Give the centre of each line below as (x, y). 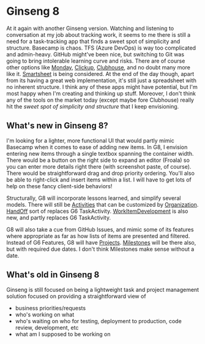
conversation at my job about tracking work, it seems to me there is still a (99, 34)
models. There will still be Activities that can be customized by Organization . (102, 204)
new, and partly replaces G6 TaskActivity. (59, 217)
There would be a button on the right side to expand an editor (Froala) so (98, 160)
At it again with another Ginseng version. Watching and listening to (90, 28)
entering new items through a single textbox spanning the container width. (100, 153)
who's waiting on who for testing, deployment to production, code (98, 321)
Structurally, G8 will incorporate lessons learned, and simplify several (94, 198)
